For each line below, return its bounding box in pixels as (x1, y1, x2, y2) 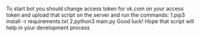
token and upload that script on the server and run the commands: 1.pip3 (6, 11, 185, 18)
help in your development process (6, 24, 91, 31)
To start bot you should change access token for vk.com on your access (6, 5, 184, 12)
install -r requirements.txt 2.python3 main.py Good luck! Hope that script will (6, 18, 194, 24)
